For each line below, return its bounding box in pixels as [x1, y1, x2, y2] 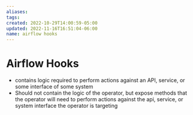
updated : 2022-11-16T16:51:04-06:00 [6, 25, 98, 32]
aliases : [6, 8, 28, 15]
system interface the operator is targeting [14, 102, 118, 110]
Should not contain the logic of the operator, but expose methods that [14, 89, 188, 96]
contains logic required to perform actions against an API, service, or [14, 77, 185, 84]
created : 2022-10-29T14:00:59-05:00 [6, 20, 98, 26]
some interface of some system [14, 83, 94, 90]
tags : [6, 14, 20, 20]
